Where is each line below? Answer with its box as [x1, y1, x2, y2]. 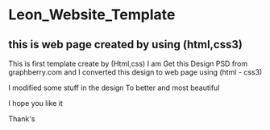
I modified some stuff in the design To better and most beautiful [8, 83, 220, 92]
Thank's [8, 114, 35, 124]
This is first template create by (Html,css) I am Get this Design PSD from [8, 59, 248, 68]
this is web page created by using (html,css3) [8, 38, 243, 51]
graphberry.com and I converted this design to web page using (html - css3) [8, 67, 263, 77]
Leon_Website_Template [8, 6, 176, 24]
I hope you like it [8, 99, 63, 108]
